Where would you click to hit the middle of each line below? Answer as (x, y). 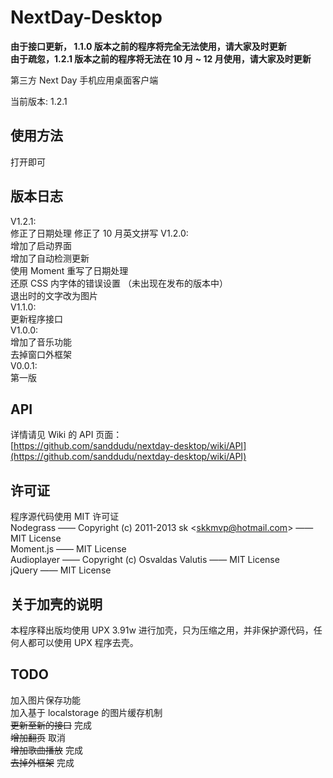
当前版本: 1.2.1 (39, 101)
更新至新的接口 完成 (51, 725)
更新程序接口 (36, 318)
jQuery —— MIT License (61, 570)
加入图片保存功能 (45, 700)
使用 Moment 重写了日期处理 (69, 270)
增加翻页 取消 (38, 737)
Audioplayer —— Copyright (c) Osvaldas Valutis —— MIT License (145, 560)
